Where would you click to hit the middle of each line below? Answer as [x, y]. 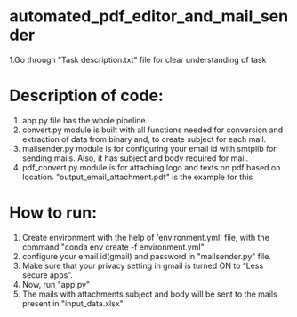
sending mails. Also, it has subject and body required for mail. [135, 158]
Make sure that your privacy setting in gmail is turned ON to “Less [143, 265]
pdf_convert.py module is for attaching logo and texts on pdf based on [151, 167]
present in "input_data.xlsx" [73, 303]
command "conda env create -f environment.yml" [113, 247]
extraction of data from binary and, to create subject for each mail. [144, 139]
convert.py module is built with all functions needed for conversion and [152, 130]
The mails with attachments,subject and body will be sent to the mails [149, 294]
